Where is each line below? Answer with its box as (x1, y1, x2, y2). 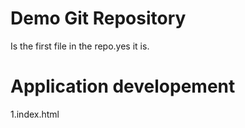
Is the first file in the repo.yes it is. (10, 40, 150, 52)
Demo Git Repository (10, 7, 187, 30)
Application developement (10, 75, 236, 98)
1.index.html (10, 108, 60, 120)
